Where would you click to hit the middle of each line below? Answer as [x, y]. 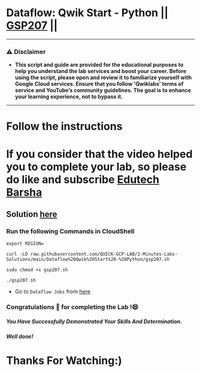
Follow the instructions [64, 127]
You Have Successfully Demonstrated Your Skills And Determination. [94, 321]
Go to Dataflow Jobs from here [53, 291]
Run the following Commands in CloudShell [70, 231]
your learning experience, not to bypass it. [69, 97]
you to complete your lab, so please [96, 166]
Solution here [32, 214]
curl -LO [17, 254]
